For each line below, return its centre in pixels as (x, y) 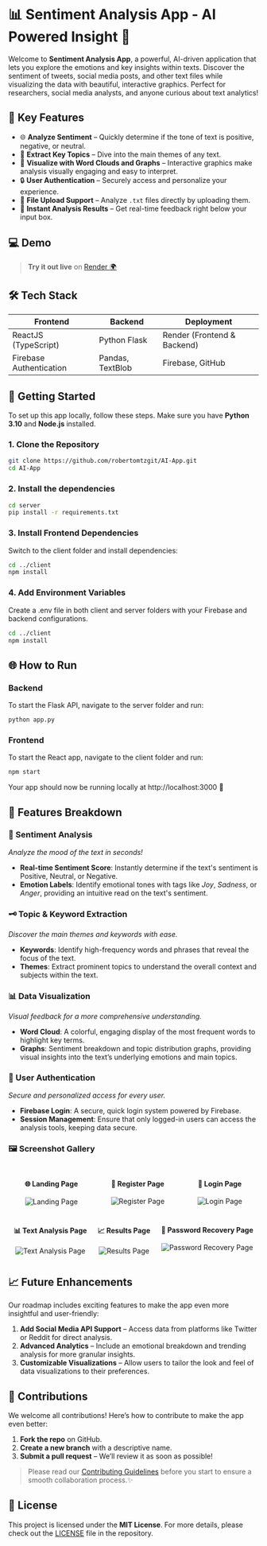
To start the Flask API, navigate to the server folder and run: (106, 705)
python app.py (32, 720)
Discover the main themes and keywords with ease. (93, 934)
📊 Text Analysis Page (50, 1230)
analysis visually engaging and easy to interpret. (99, 171)
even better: (28, 1424)
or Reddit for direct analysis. (66, 1338)
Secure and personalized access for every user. (87, 1095)
